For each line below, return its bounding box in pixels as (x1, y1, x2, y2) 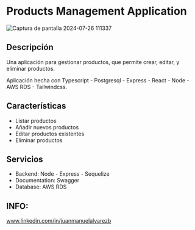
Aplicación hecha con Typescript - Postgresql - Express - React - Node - (6, 76, 190, 84)
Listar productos (15, 117, 57, 124)
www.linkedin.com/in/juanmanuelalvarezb (6, 217, 112, 225)
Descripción (6, 42, 54, 52)
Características (6, 101, 66, 111)
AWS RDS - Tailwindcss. (6, 83, 68, 90)
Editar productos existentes (15, 130, 85, 137)
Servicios (6, 154, 44, 164)
